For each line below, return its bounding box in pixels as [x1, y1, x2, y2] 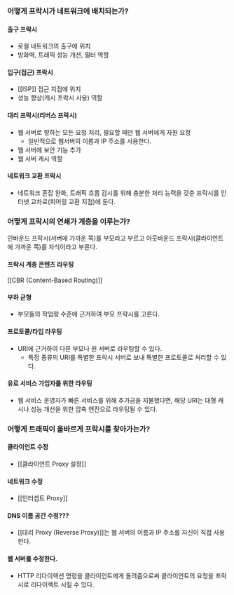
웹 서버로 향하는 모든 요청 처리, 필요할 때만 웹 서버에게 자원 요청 [17, 128, 191, 136]
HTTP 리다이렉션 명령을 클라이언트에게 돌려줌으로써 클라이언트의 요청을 [17, 571, 214, 580]
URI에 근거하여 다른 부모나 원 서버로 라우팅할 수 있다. [17, 344, 163, 352]
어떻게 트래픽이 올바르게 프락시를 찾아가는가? [7, 424, 151, 434]
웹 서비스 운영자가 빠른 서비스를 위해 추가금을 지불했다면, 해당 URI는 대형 [17, 396, 216, 404]
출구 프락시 [7, 25, 37, 33]
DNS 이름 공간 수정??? [7, 511, 69, 520]
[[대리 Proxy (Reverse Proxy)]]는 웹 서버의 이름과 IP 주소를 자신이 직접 [17, 528, 212, 537]
